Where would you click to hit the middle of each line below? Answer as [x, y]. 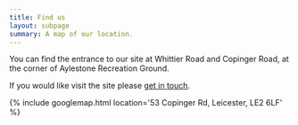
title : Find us [37, 17]
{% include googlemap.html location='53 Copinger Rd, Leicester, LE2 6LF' [146, 103]
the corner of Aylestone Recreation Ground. [89, 68]
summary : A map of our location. [71, 34]
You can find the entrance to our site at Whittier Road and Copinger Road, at [149, 59]
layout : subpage [39, 26]
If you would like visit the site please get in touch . [99, 86]
